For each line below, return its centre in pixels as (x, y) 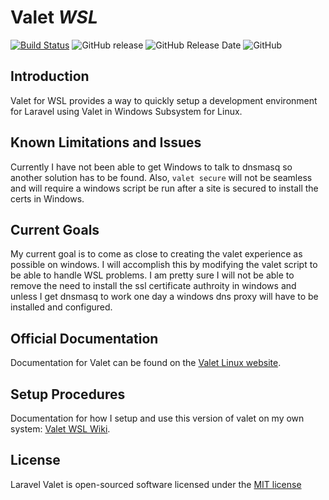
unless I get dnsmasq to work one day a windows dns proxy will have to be (164, 297)
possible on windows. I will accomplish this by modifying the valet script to (164, 265)
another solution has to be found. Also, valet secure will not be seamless (161, 177)
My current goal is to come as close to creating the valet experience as (156, 254)
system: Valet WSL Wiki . (60, 429)
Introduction (50, 76)
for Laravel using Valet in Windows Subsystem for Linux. (126, 111)
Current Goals (55, 229)
